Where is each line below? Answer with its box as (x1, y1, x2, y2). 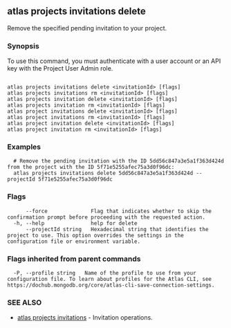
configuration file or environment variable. (7, 238, 140, 245)
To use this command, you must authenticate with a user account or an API (7, 57, 221, 65)
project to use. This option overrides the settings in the (7, 232, 185, 239)
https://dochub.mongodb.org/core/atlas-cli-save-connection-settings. (7, 282, 215, 289)
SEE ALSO (7, 298, 42, 307)
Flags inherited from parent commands (7, 254, 141, 264)
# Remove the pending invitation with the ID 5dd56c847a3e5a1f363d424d (13, 158, 225, 165)
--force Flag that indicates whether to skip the (25, 208, 212, 215)
